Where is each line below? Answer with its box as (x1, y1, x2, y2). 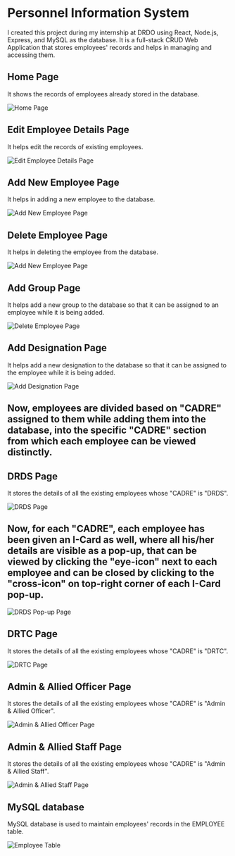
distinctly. (7, 446, 53, 458)
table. (7, 827, 24, 836)
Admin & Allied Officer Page (7, 681, 132, 693)
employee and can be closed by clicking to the (7, 567, 215, 579)
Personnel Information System (7, 5, 190, 21)
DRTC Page (7, 628, 58, 640)
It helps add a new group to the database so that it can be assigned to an (7, 301, 220, 309)
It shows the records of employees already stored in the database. (7, 89, 200, 98)
